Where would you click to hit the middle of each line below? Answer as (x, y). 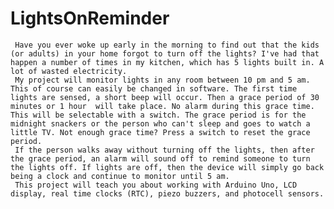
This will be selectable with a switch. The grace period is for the (158, 115)
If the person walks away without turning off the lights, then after (164, 150)
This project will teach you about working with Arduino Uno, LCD (156, 185)
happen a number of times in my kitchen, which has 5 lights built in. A (167, 62)
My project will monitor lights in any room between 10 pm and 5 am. (162, 80)
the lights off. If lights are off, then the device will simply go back (167, 167)
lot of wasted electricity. (69, 71)
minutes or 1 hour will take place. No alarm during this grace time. (162, 106)
